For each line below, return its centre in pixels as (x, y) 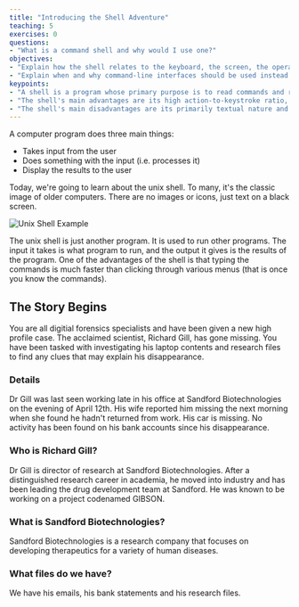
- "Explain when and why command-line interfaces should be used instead (149, 76)
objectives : (31, 59)
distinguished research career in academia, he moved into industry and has (147, 480)
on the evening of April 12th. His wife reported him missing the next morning (149, 409)
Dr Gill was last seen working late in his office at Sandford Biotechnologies (145, 399)
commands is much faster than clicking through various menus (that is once (149, 269)
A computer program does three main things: (92, 134)
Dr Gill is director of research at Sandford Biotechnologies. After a (129, 470)
